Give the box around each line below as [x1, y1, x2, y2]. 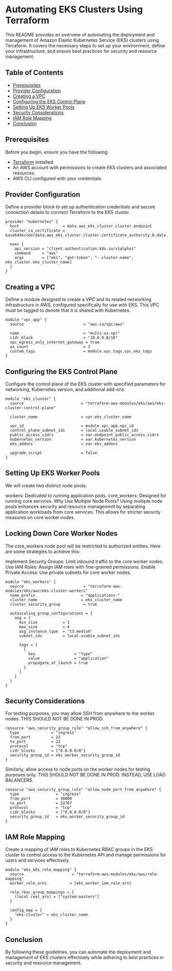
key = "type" [28, 651, 93, 657]
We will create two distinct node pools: [5, 482, 87, 488]
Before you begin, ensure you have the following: [5, 149, 109, 155]
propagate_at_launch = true [28, 660, 88, 665]
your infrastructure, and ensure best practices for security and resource [5, 48, 157, 54]
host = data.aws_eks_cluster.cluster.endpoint [10, 224, 153, 229]
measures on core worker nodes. [5, 514, 75, 520]
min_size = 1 [18, 620, 70, 625]
